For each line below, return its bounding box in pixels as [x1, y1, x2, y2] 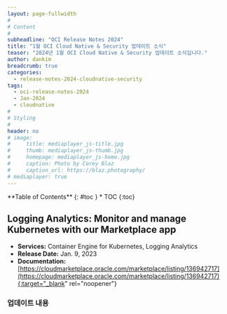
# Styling [7, 114, 36, 121]
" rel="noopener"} [64, 280, 117, 288]
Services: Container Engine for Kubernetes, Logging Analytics [17, 243, 198, 251]
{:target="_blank [17, 280, 65, 288]
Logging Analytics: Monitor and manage [7, 212, 187, 224]
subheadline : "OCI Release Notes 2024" [7, 36, 124, 43]
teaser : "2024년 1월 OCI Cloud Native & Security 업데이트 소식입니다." [7, 50, 208, 57]
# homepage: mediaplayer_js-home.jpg [7, 153, 130, 161]
